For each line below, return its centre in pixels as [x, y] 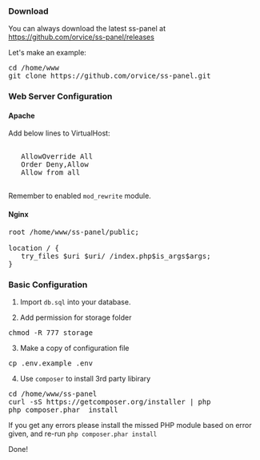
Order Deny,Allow [55, 165]
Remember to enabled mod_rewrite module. [80, 196]
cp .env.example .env [51, 363]
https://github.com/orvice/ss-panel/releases [81, 37]
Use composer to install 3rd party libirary [85, 378]
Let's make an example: [47, 53]
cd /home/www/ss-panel [53, 393]
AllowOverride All [57, 157]
